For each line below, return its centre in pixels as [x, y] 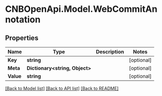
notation [23, 20]
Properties [22, 38]
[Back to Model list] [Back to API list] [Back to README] [62, 88]
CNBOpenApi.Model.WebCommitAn [81, 9]
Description [110, 52]
